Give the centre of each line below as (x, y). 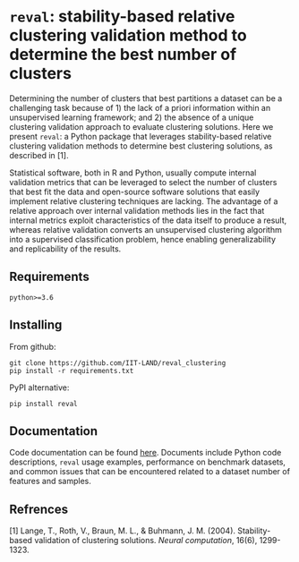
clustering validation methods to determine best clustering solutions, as (141, 146)
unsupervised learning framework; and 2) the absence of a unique (132, 117)
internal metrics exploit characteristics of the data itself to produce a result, (148, 220)
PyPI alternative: (39, 387)
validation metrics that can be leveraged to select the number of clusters (143, 182)
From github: (33, 346)
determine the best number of (123, 55)
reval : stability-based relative (122, 17)
